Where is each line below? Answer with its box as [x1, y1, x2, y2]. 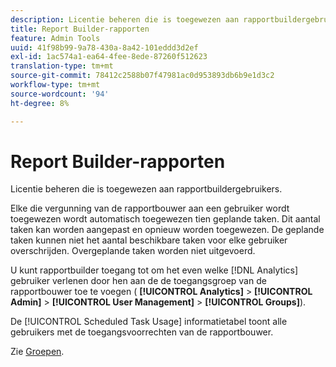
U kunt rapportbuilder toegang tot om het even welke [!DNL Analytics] [10, 264, 299, 276]
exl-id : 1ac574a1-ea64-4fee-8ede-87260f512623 [10, 52, 208, 62]
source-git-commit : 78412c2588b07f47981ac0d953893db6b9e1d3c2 [10, 71, 275, 81]
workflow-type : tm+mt [10, 80, 101, 90]
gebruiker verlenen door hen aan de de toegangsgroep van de [10, 275, 267, 287]
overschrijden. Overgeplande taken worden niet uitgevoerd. [10, 245, 256, 257]
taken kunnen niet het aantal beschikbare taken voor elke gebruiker [10, 234, 288, 246]
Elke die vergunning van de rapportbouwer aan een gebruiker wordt [10, 202, 290, 215]
